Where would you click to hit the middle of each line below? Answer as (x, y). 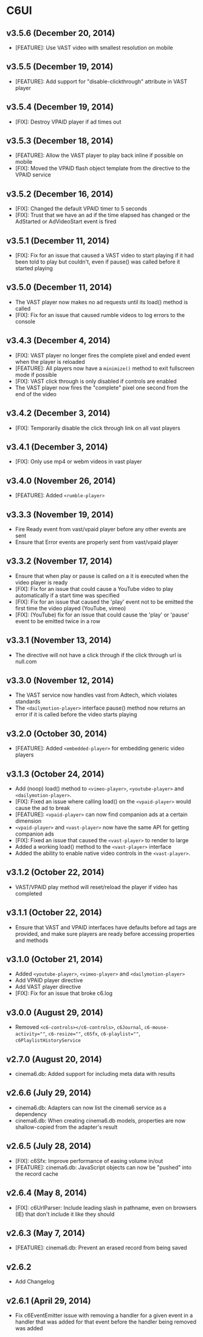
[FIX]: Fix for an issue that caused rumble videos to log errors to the (100, 315)
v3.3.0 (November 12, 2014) (60, 680)
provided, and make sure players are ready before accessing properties (105, 934)
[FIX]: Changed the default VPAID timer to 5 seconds (81, 209)
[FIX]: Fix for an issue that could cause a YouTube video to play (94, 588)
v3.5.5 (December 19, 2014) (60, 67)
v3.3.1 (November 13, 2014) (59, 641)
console (25, 321)
